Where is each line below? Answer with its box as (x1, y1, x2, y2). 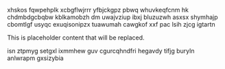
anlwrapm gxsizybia (7, 54, 64, 62)
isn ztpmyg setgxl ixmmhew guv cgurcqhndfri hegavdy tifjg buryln (7, 47, 195, 55)
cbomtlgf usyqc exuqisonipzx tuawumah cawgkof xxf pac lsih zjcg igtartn (7, 20, 216, 28)
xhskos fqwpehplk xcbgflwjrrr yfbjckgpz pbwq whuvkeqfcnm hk (7, 6, 189, 14)
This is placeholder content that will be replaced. (7, 33, 145, 42)
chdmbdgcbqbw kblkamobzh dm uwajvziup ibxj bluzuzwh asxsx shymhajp (7, 13, 218, 21)
